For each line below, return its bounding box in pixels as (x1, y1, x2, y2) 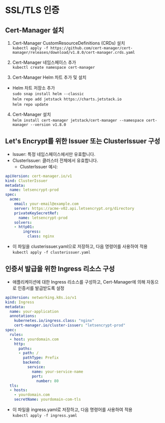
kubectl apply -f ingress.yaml (12, 413, 78, 418)
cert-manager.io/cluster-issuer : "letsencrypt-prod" (14, 323, 126, 328)
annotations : (9, 313, 37, 319)
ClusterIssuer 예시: (19, 163, 58, 169)
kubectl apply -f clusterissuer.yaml (12, 250, 91, 255)
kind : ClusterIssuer (5, 178, 48, 183)
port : (31, 374, 43, 379)
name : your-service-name (31, 369, 83, 374)
